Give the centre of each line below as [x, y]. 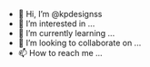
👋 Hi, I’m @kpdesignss [60, 14]
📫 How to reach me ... [60, 53]
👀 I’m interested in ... [56, 24]
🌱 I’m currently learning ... [66, 33]
